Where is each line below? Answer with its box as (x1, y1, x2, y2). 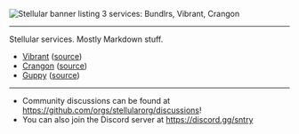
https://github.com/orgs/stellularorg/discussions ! (21, 105, 202, 115)
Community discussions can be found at (21, 96, 171, 106)
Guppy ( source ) (21, 70, 80, 80)
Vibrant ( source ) (21, 51, 83, 61)
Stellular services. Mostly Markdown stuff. (9, 34, 164, 44)
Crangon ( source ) (21, 60, 87, 71)
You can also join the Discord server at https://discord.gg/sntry (21, 114, 254, 124)
